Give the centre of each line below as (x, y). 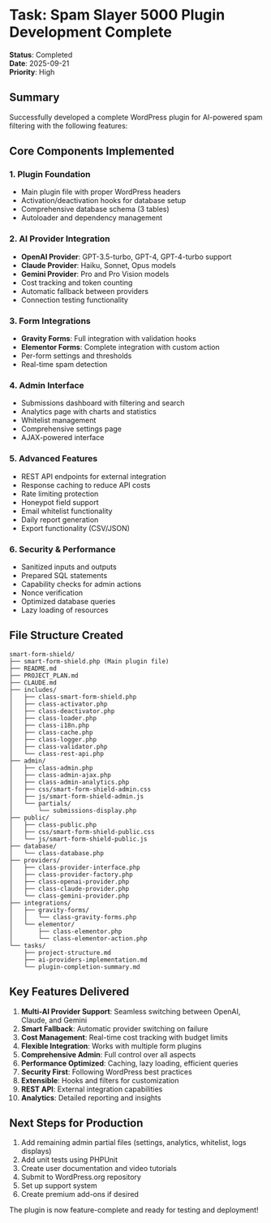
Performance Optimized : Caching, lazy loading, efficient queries (129, 1063)
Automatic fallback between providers (85, 291)
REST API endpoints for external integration (94, 476)
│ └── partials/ (40, 803)
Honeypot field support (60, 502)
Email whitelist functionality (67, 511)
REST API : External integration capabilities (92, 1089)
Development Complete (91, 32)
